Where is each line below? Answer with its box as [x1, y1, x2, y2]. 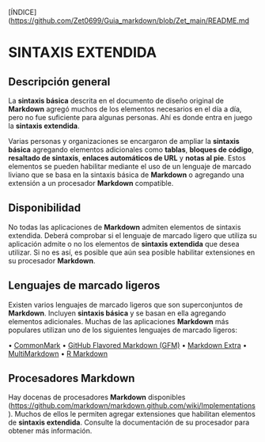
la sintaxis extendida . [8, 121, 80, 130]
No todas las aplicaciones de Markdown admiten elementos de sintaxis [8, 222, 241, 232]
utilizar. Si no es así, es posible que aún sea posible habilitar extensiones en [8, 247, 256, 257]
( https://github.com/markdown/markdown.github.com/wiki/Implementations [8, 401, 256, 410]
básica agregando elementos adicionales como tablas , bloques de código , [8, 145, 255, 154]
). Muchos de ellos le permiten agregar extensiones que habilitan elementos [8, 410, 256, 419]
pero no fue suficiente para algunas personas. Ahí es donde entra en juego [8, 113, 253, 122]
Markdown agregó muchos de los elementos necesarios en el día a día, [8, 104, 242, 114]
